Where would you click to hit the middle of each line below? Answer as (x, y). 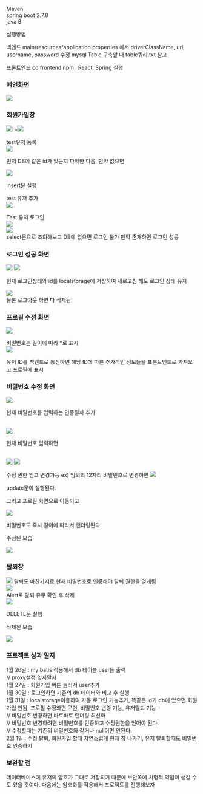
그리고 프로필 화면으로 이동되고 (43, 501)
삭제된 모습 (19, 627)
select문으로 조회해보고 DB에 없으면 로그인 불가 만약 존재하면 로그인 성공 (93, 237)
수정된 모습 (19, 538)
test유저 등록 (22, 142)
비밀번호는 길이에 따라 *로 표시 (42, 343)
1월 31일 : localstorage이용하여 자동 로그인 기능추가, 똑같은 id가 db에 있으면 (96, 700)
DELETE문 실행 (24, 614)
